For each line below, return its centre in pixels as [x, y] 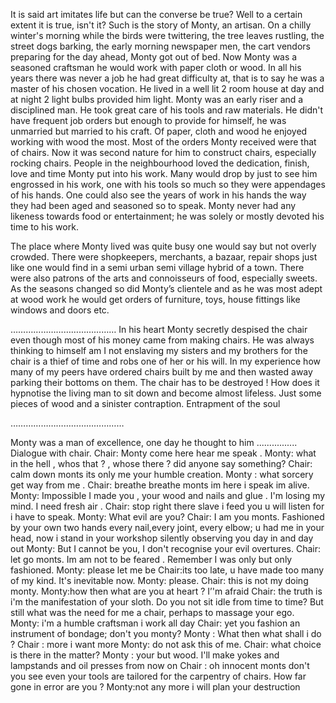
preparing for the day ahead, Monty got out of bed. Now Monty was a [154, 57]
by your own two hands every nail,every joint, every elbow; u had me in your [167, 527]
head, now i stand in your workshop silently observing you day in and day [162, 538]
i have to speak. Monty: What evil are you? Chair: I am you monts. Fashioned [167, 517]
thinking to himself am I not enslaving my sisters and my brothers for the [159, 350]
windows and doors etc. [60, 310]
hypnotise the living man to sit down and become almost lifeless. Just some [166, 393]
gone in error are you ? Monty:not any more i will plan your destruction [155, 687]
